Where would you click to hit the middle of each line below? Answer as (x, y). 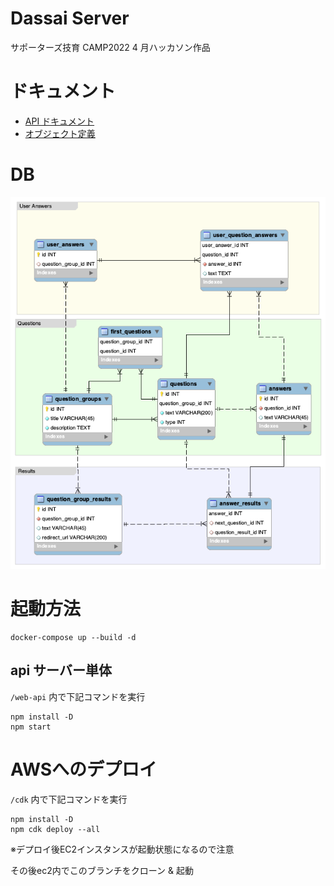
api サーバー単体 (61, 670)
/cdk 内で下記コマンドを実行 (69, 799)
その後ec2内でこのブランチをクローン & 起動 (102, 870)
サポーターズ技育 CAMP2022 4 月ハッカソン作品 (110, 47)
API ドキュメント (59, 121)
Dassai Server (70, 18)
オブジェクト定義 (60, 133)
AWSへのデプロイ (84, 769)
